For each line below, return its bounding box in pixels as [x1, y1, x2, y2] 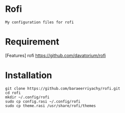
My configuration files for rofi [5, 20, 74, 25]
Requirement [5, 36, 59, 47]
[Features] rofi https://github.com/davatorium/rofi [5, 52, 106, 58]
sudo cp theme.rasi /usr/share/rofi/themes [5, 103, 96, 108]
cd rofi [5, 90, 21, 95]
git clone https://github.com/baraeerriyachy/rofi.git [5, 86, 121, 91]
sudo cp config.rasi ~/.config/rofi [5, 99, 81, 104]
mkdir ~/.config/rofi [5, 95, 50, 100]
